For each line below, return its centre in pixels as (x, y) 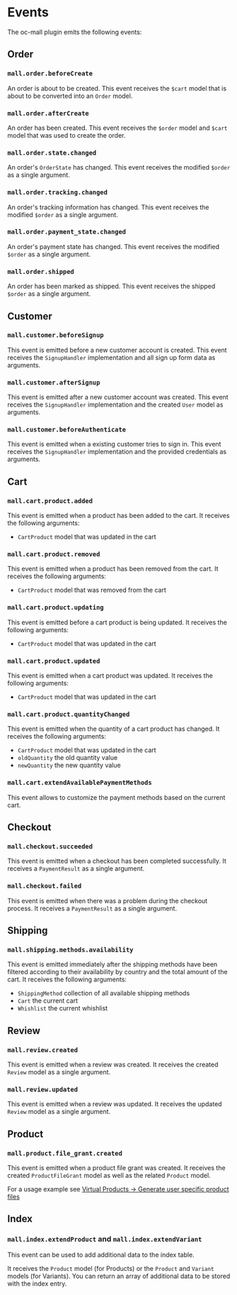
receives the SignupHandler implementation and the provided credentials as (117, 452)
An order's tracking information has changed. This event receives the (108, 207)
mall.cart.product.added (50, 501)
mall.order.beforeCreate (50, 74)
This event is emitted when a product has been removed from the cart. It (113, 569)
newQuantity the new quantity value (69, 765)
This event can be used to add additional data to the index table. (101, 1255)
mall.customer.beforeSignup (56, 335)
